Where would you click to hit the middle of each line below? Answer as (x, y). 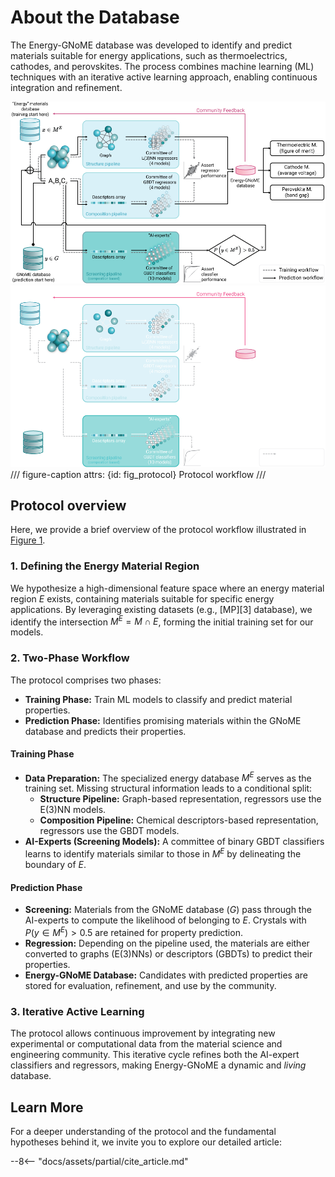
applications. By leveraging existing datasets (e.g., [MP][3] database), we (161, 609)
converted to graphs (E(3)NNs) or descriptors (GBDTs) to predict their (168, 953)
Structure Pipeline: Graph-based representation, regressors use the (180, 799)
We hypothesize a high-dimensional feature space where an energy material (167, 588)
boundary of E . (55, 865)
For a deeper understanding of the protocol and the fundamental (143, 1132)
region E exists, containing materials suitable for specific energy (142, 598)
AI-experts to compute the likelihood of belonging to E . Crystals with (165, 920)
